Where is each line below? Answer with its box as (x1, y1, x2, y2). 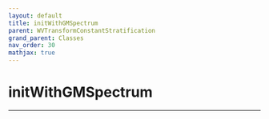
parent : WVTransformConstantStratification (8, 26, 156, 34)
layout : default (8, 11, 62, 20)
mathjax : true (8, 49, 56, 57)
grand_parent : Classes (8, 34, 84, 42)
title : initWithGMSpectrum (8, 19, 98, 27)
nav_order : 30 (8, 42, 56, 50)
